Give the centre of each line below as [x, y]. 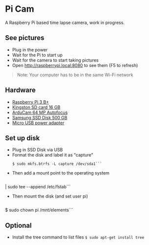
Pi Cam [20, 9]
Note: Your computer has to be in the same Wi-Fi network [75, 75]
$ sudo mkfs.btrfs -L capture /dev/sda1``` [57, 164]
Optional [18, 225]
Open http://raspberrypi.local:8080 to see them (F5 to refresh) [75, 65]
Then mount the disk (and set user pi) [50, 196]
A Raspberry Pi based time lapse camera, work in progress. [65, 22]
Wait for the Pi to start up [37, 55]
